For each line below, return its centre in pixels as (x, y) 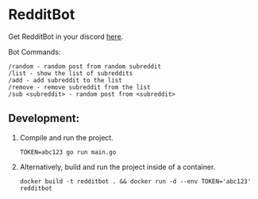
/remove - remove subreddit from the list (79, 87)
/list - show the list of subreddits (71, 73)
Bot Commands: (35, 52)
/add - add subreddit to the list (65, 80)
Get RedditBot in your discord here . (66, 36)
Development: (44, 119)
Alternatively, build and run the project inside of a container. (117, 166)
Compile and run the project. (66, 137)
